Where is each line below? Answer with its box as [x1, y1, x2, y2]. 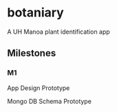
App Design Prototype [7, 84, 70, 92]
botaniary [7, 5, 64, 21]
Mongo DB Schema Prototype [7, 97, 92, 105]
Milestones [7, 47, 56, 59]
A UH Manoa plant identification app [7, 27, 110, 36]
